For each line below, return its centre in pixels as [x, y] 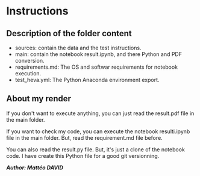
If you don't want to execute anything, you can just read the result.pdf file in [100, 113]
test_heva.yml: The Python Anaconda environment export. [87, 80]
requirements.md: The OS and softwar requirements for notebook [96, 67]
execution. [28, 73]
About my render [39, 99]
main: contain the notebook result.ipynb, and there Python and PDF [98, 54]
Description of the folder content [69, 33]
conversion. [30, 61]
